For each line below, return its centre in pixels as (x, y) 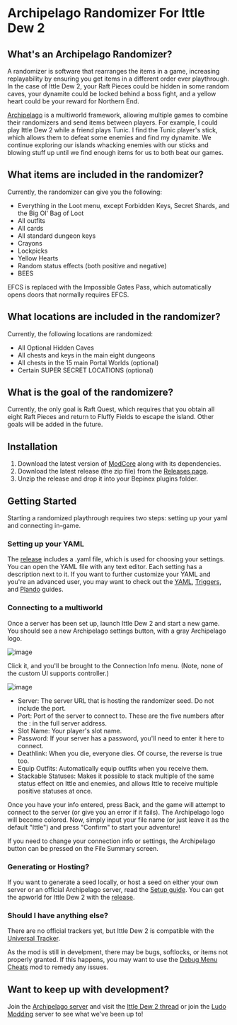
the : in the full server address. (62, 723)
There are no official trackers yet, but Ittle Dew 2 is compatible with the (111, 931)
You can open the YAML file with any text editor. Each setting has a (105, 567)
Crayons (30, 243)
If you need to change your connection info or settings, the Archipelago (111, 841)
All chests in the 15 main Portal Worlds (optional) (88, 362)
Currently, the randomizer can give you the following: (85, 192)
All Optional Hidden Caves (56, 348)
